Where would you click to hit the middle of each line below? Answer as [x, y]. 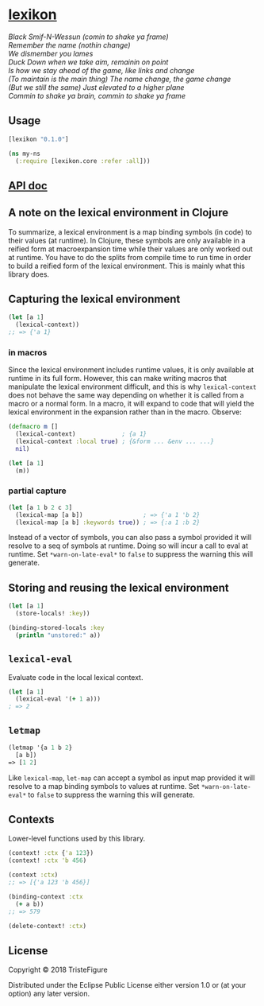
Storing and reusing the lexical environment [119, 587]
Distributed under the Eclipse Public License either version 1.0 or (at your [127, 985]
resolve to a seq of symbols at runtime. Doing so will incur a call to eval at [128, 546]
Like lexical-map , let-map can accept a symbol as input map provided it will [132, 778]
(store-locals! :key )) [53, 614]
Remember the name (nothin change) [69, 45]
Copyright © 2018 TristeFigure [58, 970]
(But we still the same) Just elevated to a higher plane [96, 87]
